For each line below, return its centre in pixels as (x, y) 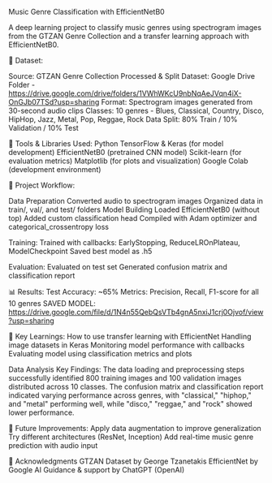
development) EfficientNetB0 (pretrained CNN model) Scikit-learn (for (125, 152)
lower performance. (41, 412)
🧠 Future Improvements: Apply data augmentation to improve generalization (135, 428)
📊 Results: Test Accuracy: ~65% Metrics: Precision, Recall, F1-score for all (134, 292)
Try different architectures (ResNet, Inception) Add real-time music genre (131, 437)
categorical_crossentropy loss (59, 227)
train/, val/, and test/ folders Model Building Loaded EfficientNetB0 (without (134, 209)
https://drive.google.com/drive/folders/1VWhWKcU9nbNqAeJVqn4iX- (125, 93)
